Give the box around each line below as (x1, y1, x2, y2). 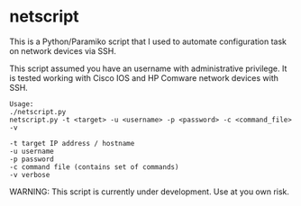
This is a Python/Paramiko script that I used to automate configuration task (9, 36, 287, 47)
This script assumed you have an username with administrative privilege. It (9, 63, 287, 74)
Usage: (9, 99, 34, 109)
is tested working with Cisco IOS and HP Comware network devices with (9, 72, 279, 83)
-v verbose (9, 170, 50, 179)
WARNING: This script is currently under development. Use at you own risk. (9, 186, 290, 197)
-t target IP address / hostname (9, 139, 135, 148)
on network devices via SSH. (9, 45, 117, 56)
